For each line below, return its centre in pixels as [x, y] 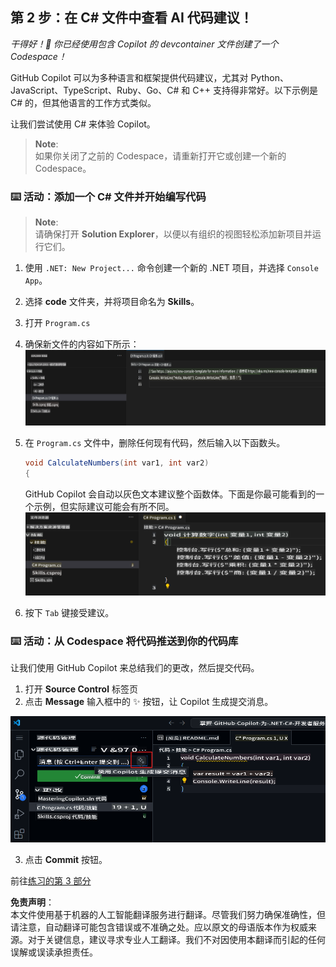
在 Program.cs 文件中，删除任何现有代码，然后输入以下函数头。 [155, 443]
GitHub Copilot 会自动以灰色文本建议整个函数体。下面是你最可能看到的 [170, 494]
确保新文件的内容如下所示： [82, 344]
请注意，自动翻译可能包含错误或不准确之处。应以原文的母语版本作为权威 [159, 927]
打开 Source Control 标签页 [81, 689]
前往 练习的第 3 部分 [51, 881]
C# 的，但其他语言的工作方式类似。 [83, 102]
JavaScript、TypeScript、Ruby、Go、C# [95, 90]
